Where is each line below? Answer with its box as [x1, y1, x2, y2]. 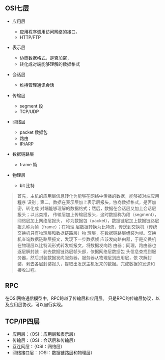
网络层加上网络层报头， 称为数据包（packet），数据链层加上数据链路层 [17, 217, 160, 223]
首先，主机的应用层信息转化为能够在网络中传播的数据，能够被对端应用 [17, 193, 160, 199]
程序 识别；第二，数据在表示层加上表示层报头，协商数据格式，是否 [17, 199, 152, 205]
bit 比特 [19, 182, 35, 188]
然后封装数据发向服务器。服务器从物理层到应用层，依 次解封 [30, 254, 152, 260]
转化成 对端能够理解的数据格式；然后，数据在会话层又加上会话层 [26, 205, 156, 211]
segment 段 [19, 103, 43, 109]
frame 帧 [19, 161, 38, 167]
